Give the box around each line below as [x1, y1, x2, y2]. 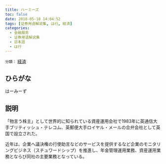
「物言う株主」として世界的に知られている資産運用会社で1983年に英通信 [5, 118, 153, 124]
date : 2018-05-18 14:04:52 [5, 16, 61, 21]
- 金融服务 [9, 30, 29, 35]
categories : [5, 26, 30, 31]
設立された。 [13, 131, 40, 137]
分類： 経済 [5, 58, 26, 64]
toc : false [5, 12, 28, 17]
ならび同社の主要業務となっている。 [13, 154, 87, 160]
